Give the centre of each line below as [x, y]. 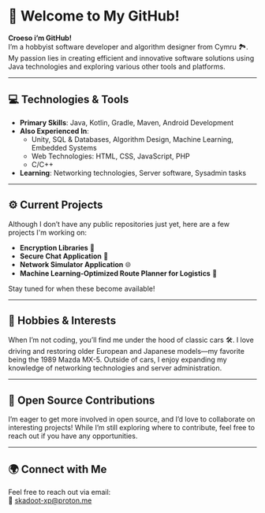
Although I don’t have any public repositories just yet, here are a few [119, 224]
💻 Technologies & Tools [69, 100]
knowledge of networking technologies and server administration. [115, 368]
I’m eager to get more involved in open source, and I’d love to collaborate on [132, 419]
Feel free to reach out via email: [60, 492]
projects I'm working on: [48, 232]
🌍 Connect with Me [58, 469]
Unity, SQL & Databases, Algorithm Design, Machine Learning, [132, 139]
